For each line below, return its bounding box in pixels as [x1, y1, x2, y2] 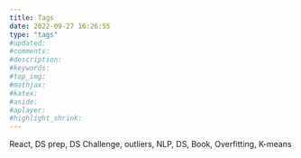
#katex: [9, 88, 39, 98]
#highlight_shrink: [9, 114, 83, 123]
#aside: [9, 97, 39, 107]
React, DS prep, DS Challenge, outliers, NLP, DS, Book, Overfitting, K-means [9, 139, 292, 150]
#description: [9, 55, 63, 64]
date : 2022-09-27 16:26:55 [9, 22, 111, 31]
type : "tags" [9, 30, 59, 39]
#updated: [9, 38, 47, 48]
